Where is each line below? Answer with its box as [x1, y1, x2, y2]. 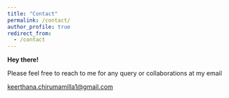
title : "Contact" [7, 10, 58, 17]
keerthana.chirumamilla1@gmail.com [7, 83, 114, 91]
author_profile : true [7, 23, 71, 30]
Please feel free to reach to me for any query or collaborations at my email [7, 69, 223, 78]
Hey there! [7, 55, 39, 64]
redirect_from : [7, 29, 52, 37]
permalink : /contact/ [7, 17, 71, 24]
